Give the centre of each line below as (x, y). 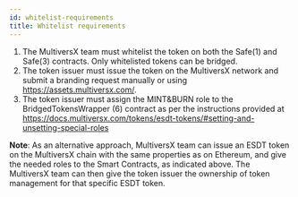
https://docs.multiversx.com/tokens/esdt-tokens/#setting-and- (138, 118)
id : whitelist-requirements (62, 17)
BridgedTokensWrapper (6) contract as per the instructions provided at (153, 108)
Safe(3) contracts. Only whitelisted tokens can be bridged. (130, 61)
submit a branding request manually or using (105, 80)
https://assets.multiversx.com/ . (79, 90)
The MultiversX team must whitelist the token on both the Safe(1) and (149, 51)
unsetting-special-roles (65, 127)
